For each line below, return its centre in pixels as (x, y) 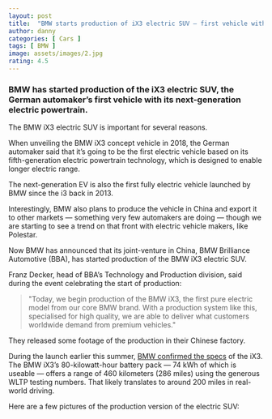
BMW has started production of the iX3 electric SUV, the (121, 89)
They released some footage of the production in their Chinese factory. (127, 340)
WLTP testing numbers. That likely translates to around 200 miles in (121, 383)
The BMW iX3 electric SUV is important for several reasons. (108, 127)
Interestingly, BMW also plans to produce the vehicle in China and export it (133, 209)
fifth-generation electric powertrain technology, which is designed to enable (135, 160)
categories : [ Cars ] (45, 38)
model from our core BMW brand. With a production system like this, (142, 308)
